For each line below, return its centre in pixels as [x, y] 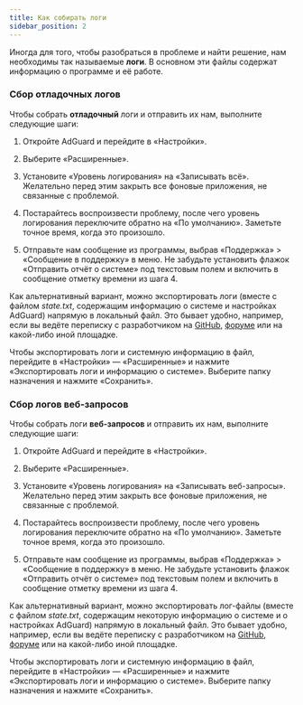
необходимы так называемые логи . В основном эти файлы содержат [143, 61]
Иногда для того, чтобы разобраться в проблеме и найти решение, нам [148, 52]
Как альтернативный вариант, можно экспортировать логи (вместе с [143, 296]
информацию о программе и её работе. [87, 71]
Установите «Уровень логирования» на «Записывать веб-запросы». [154, 486]
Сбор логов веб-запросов [69, 404]
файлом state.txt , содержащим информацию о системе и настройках [143, 305]
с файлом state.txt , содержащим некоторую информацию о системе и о [149, 616]
